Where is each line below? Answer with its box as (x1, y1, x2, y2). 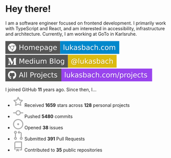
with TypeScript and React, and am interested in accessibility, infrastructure (5, 25, 165, 31)
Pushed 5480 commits (24, 113, 73, 119)
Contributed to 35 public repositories (24, 147, 102, 153)
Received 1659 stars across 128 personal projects (24, 102, 130, 108)
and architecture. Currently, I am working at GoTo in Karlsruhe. (5, 31, 137, 37)
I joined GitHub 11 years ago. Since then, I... (5, 86, 97, 93)
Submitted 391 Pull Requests (24, 136, 85, 142)
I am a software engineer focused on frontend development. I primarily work (5, 20, 166, 26)
